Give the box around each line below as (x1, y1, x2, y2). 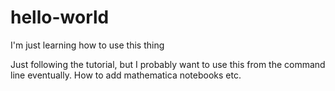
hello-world (10, 6, 110, 29)
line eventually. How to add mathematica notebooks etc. (10, 69, 242, 81)
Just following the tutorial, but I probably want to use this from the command (10, 58, 326, 70)
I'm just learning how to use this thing (10, 39, 165, 51)
